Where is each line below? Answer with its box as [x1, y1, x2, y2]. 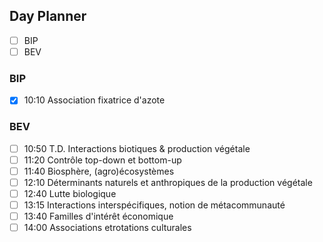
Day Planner [9, 8, 87, 25]
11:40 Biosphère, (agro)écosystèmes [23, 165, 175, 177]
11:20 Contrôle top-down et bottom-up [23, 154, 182, 166]
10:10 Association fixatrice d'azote [23, 94, 166, 106]
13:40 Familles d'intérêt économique [23, 210, 174, 222]
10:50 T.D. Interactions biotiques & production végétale [23, 142, 251, 154]
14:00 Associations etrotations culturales [23, 222, 192, 234]
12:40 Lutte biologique [23, 187, 117, 199]
